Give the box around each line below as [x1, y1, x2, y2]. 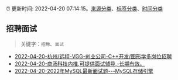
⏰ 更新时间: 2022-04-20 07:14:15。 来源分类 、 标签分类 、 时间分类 [6, 5, 163, 12]
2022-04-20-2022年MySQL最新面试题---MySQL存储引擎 [14, 67, 154, 74]
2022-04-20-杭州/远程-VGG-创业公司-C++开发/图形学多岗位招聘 [14, 53, 172, 60]
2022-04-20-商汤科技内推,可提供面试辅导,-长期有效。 [14, 60, 145, 67]
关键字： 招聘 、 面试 [20, 40, 64, 47]
